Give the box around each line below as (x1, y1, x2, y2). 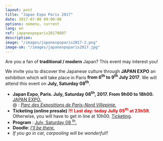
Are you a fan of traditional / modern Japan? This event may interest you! (5, 58, 158, 64)
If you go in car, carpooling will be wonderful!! (12, 130, 108, 136)
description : (5, 36, 33, 41)
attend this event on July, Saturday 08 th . (5, 80, 91, 86)
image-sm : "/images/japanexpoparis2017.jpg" (5, 45, 100, 50)
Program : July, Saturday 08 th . (12, 118, 77, 125)
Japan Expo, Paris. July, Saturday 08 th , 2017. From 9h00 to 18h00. (12, 90, 154, 97)
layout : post (5, 7, 33, 13)
